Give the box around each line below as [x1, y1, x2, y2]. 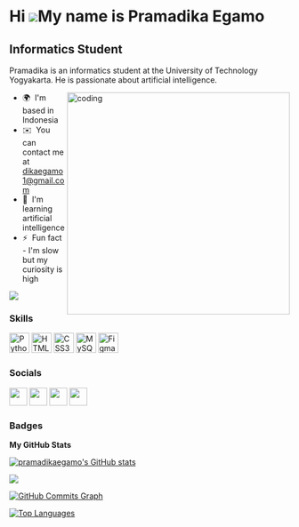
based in [21, 105, 55, 116]
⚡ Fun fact [21, 233, 62, 243]
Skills [9, 312, 34, 324]
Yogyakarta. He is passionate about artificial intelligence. [9, 75, 218, 85]
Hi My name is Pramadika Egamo [9, 6, 265, 27]
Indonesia [21, 115, 59, 125]
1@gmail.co [21, 175, 65, 186]
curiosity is [21, 264, 63, 275]
